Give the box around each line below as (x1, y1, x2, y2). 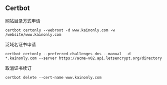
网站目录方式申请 (5, 17, 40, 24)
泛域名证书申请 (5, 41, 36, 47)
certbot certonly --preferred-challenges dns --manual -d (5, 51, 131, 56)
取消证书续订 (5, 65, 31, 71)
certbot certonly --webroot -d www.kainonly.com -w (5, 27, 115, 33)
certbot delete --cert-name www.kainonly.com (5, 75, 101, 80)
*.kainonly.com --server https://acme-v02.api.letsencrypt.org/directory (5, 56, 162, 61)
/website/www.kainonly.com (5, 32, 61, 37)
